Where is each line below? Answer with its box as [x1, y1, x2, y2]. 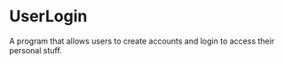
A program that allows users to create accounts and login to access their [9, 36, 275, 46]
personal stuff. [9, 44, 62, 55]
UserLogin [9, 6, 88, 27]
